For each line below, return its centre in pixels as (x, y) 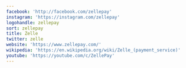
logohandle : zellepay (33, 22)
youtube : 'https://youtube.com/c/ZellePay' (61, 56)
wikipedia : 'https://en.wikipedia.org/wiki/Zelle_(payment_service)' (94, 50)
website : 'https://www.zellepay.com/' (54, 45)
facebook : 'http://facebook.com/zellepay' (59, 12)
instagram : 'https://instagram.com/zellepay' (63, 17)
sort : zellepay (25, 28)
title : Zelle (22, 34)
